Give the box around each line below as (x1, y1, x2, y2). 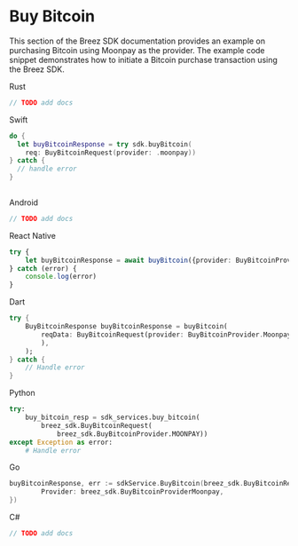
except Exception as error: (9, 438, 114, 447)
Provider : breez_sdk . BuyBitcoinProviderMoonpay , (41, 487, 224, 496)
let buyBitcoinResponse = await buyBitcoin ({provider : (25, 256, 232, 265)
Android (9, 197, 38, 208)
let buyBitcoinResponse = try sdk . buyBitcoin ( (17, 139, 192, 148)
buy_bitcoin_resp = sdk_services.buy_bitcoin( (25, 413, 200, 423)
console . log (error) (25, 273, 98, 281)
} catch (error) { (9, 264, 77, 273)
